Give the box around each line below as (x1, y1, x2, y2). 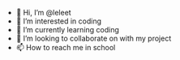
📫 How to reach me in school (15, 43, 116, 52)
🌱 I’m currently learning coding (15, 25, 120, 34)
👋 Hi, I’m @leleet (15, 8, 71, 17)
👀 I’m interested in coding (15, 16, 102, 26)
